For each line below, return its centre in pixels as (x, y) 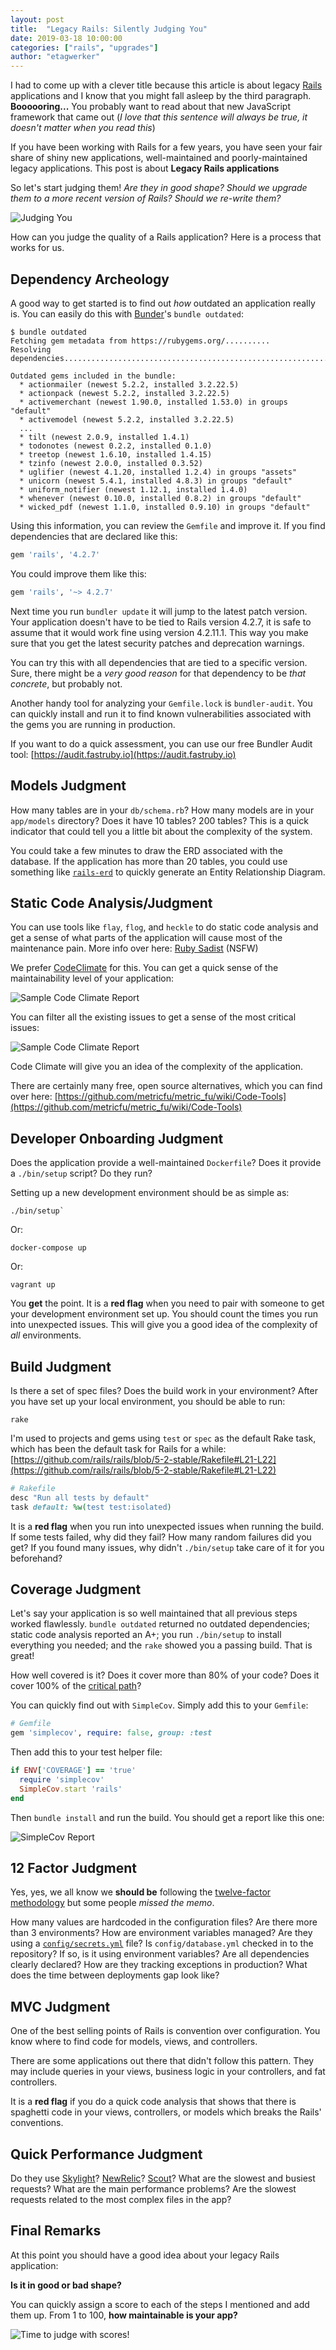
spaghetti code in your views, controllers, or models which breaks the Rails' (166, 2112)
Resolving (31, 349)
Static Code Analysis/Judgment (111, 902)
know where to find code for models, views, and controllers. (134, 2042)
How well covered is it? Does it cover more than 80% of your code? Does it (165, 1675)
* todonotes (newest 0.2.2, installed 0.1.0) (116, 446)
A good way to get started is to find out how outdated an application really (163, 303)
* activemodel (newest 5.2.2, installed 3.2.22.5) (127, 419)
